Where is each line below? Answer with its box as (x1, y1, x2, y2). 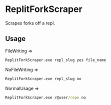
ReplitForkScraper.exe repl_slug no (5, 76, 81, 81)
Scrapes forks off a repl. (5, 20, 55, 26)
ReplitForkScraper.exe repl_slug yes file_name (5, 57, 106, 62)
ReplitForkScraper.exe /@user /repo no (5, 95, 86, 100)
